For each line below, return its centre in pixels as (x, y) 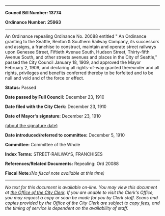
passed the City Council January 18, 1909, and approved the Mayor (73, 62)
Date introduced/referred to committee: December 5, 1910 (65, 135)
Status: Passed (21, 87)
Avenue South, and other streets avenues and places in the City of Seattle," (81, 57)
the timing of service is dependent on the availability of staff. (67, 208)
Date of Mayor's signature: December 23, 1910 (53, 116)
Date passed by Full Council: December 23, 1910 (55, 97)
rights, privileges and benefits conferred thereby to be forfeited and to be (79, 73)
